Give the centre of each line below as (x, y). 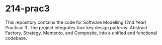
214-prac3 (28, 9)
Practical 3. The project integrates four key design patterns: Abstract (76, 27)
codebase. (16, 38)
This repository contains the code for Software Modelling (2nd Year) (76, 22)
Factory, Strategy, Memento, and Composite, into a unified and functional (81, 33)
